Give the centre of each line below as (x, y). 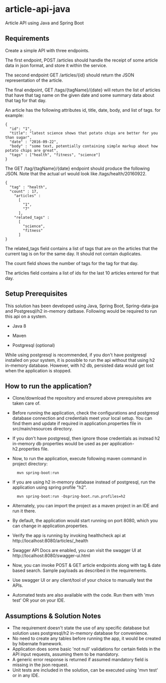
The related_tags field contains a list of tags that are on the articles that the (82, 248)
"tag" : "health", (29, 187)
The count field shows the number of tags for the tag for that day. (72, 263)
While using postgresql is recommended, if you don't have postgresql (76, 355)
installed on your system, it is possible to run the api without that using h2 (80, 360)
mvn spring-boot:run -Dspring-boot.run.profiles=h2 (71, 497)
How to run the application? (49, 386)
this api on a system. (26, 316)
